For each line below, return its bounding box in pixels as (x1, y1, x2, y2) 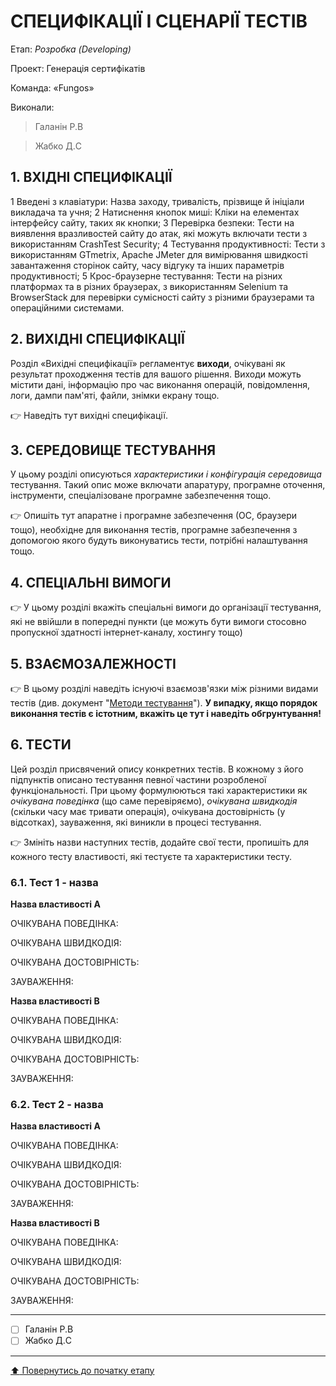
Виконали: (10, 101, 55, 113)
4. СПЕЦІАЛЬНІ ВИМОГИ (10, 574, 172, 591)
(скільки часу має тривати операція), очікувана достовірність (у (10, 805, 286, 817)
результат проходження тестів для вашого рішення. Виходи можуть (10, 368, 302, 380)
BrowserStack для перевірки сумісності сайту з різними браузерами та (10, 291, 315, 303)
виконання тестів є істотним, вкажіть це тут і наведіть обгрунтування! (10, 708, 322, 719)
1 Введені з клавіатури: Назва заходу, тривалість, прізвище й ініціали (10, 195, 305, 207)
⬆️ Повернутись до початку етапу (10, 1364, 155, 1376)
